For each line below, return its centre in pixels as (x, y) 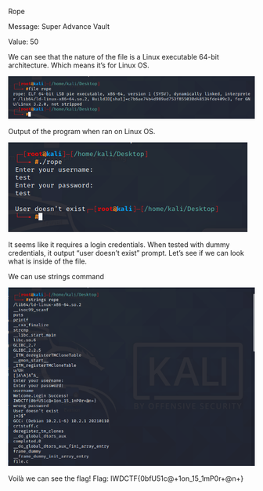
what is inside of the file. (48, 261)
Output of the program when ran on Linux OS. (82, 132)
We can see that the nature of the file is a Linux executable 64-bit (113, 57)
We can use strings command (56, 277)
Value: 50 (23, 42)
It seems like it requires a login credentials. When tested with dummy (119, 245)
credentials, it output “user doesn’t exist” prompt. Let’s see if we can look (126, 253)
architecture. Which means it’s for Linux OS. (79, 65)
